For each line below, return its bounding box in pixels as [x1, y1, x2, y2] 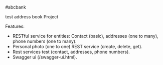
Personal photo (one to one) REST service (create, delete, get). [12, 44, 143, 49]
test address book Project [5, 14, 59, 19]
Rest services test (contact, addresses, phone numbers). [12, 49, 130, 55]
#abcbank [5, 4, 26, 10]
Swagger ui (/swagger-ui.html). [12, 54, 77, 60]
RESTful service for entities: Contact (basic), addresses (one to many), [12, 33, 159, 39]
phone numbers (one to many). [12, 38, 77, 44]
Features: [5, 23, 25, 29]
